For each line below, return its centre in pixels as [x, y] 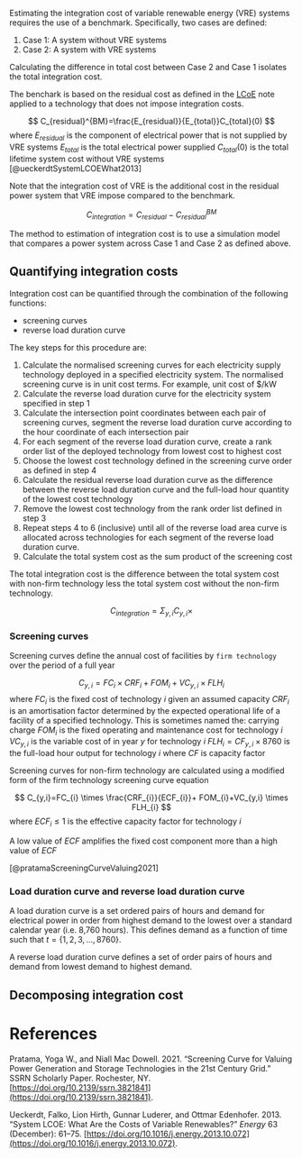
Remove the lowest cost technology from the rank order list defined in [152, 508]
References [53, 1033]
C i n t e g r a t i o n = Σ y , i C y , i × [151, 611]
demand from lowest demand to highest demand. [101, 967]
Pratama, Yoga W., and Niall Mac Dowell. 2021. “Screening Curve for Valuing [151, 1059]
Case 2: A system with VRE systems [89, 50]
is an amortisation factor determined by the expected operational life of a [145, 710]
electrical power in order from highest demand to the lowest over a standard [151, 921]
